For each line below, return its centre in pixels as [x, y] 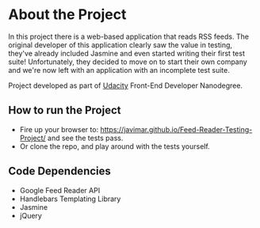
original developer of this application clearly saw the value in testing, [120, 44]
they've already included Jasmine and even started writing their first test [127, 53]
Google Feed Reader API [60, 190]
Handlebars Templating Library [70, 199]
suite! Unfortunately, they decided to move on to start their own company [128, 62]
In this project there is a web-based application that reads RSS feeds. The [129, 36]
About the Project [67, 15]
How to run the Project [65, 110]
